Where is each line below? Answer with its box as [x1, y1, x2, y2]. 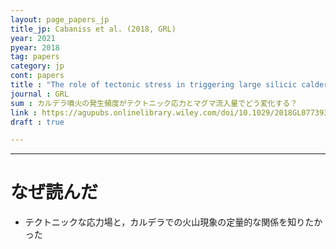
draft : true [10, 117, 65, 127]
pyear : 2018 [10, 42, 60, 53]
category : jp [10, 61, 65, 71]
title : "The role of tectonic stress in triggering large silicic [10, 80, 298, 90]
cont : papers [10, 71, 65, 81]
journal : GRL [10, 89, 70, 99]
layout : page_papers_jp [10, 14, 110, 25]
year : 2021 [10, 33, 56, 43]
